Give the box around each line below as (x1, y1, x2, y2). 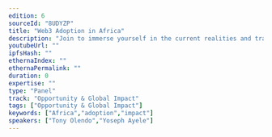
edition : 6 (8, 11, 45, 20)
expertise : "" (8, 79, 57, 87)
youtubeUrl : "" (8, 42, 60, 50)
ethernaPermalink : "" (8, 64, 82, 73)
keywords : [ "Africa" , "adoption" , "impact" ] (8, 110, 154, 118)
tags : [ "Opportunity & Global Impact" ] (8, 102, 143, 110)
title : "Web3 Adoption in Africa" (8, 27, 125, 35)
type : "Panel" (8, 86, 57, 95)
